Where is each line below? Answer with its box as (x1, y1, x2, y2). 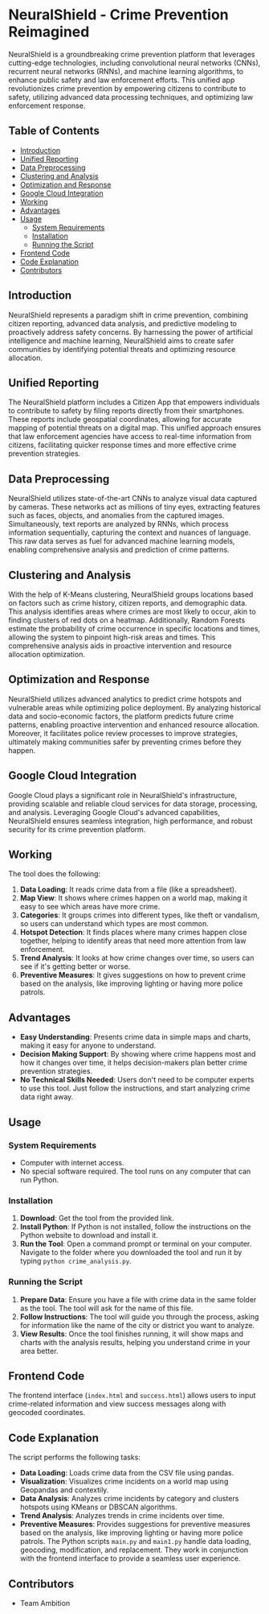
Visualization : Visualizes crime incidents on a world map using (19, 1476, 229, 1487)
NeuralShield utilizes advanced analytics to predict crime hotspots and (8, 694, 243, 704)
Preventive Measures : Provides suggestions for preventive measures (19, 1520, 251, 1529)
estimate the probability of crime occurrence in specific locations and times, (8, 624, 261, 633)
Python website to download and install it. (19, 1231, 158, 1240)
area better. (19, 1346, 59, 1355)
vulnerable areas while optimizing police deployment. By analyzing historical (8, 702, 261, 712)
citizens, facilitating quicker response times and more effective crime (8, 441, 237, 450)
